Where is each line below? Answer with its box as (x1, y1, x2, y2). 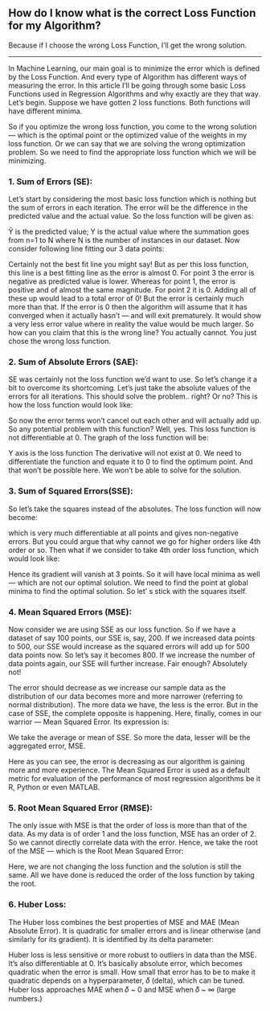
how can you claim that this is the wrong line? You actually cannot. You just (8, 328, 257, 338)
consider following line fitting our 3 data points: (8, 244, 165, 254)
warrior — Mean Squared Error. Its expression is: (8, 717, 170, 727)
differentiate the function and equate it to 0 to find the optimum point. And (8, 457, 253, 467)
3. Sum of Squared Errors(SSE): (8, 485, 134, 497)
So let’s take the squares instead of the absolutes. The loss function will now (8, 504, 262, 514)
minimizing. (8, 156, 47, 166)
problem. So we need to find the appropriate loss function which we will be (8, 147, 257, 157)
